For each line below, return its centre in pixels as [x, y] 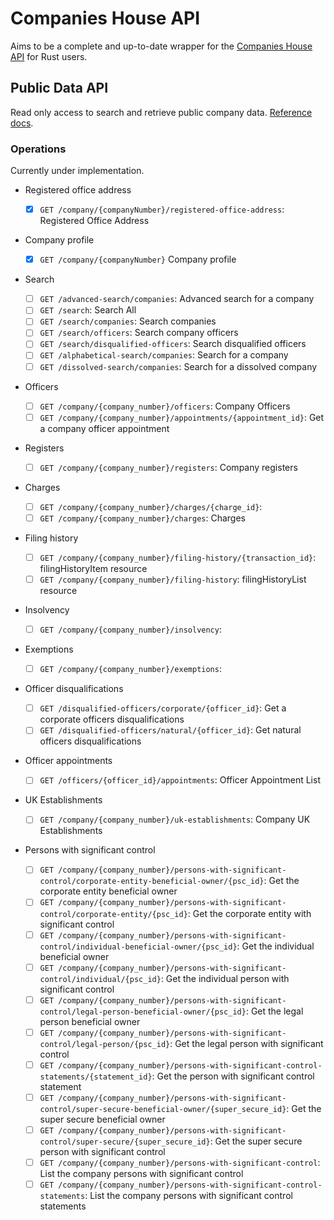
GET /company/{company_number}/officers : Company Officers [165, 406]
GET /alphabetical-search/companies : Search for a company [164, 355]
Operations [38, 149]
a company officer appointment [104, 428]
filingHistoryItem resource [93, 568]
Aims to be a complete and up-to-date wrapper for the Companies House [161, 46]
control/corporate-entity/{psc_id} [113, 914]
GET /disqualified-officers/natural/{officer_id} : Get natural [170, 730]
